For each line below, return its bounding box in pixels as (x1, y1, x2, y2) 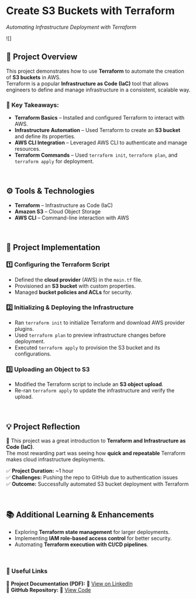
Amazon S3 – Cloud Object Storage (14, 208, 101, 215)
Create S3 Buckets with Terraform (6, 4, 175, 18)
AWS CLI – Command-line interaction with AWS (14, 214, 129, 221)
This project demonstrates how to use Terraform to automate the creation (6, 67, 184, 75)
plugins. (14, 325, 34, 332)
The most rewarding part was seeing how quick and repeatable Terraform (6, 449, 185, 456)
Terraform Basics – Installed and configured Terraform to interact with (14, 114, 185, 121)
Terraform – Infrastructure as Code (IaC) (14, 201, 113, 209)
